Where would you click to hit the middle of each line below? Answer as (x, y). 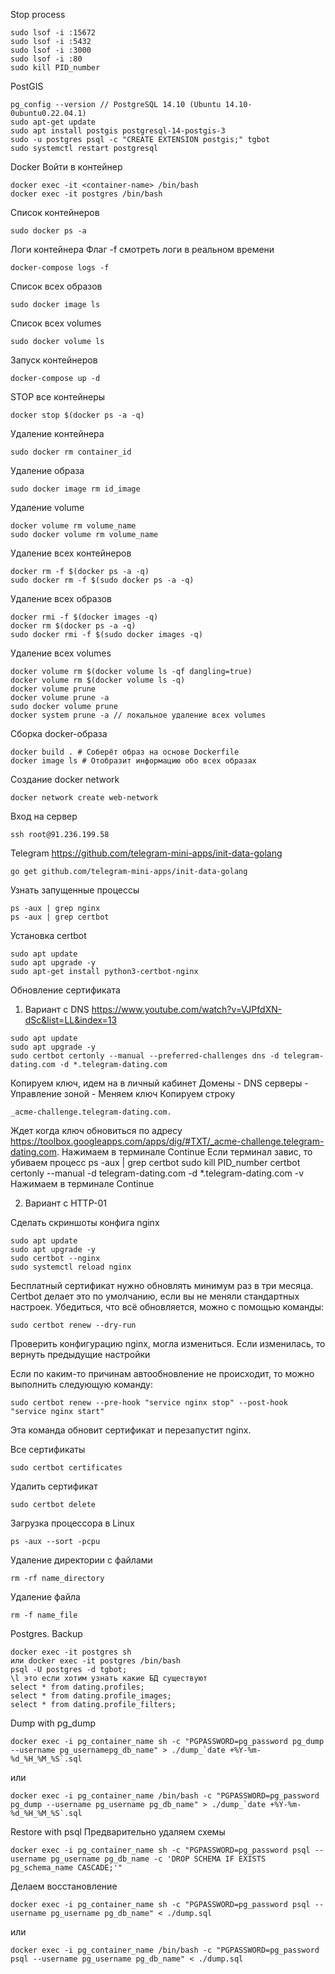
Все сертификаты (48, 1449)
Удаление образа (47, 470)
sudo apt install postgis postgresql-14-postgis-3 (118, 131)
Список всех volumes (56, 323)
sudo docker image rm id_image (75, 489)
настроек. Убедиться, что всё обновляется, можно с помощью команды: (167, 1307)
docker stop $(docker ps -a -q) (77, 415)
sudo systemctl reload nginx (71, 1267)
